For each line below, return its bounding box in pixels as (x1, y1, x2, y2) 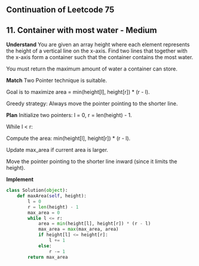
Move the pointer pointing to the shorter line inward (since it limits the (6, 158, 177, 165)
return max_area (27, 254, 68, 260)
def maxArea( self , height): (17, 193, 87, 199)
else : (38, 243, 52, 249)
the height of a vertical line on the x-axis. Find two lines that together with (6, 47, 188, 54)
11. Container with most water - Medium (6, 25, 157, 35)
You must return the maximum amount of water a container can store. (6, 65, 178, 72)
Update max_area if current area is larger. (6, 146, 109, 154)
